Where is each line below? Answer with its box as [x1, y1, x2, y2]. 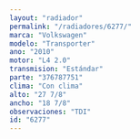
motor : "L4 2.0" [9, 56, 71, 65]
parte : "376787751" [9, 73, 84, 82]
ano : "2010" [9, 48, 55, 57]
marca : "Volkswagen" [9, 30, 88, 39]
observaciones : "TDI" [9, 107, 92, 116]
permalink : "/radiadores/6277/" [9, 22, 132, 31]
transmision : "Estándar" [9, 65, 104, 74]
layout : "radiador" [9, 13, 84, 23]
